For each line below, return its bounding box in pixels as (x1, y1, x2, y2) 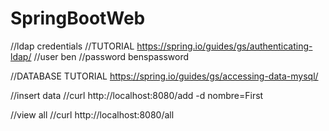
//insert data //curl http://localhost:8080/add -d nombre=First (10, 89, 264, 101)
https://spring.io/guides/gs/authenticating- (136, 40, 313, 52)
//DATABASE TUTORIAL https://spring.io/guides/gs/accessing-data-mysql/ (10, 70, 319, 82)
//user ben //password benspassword (33, 50, 190, 62)
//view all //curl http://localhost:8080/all (10, 108, 175, 121)
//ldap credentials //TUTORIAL (10, 40, 135, 52)
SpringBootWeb (10, 7, 146, 30)
